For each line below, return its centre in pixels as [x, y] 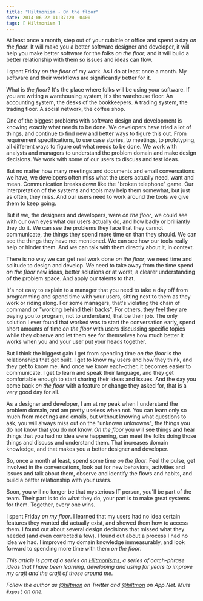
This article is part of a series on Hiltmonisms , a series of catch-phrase [95, 560]
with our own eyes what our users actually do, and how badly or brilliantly [98, 221]
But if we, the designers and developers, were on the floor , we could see [97, 215]
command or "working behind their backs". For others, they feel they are [97, 309]
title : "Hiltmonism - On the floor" [52, 12]
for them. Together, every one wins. [51, 505]
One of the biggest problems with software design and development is [94, 121]
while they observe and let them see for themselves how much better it [95, 335]
